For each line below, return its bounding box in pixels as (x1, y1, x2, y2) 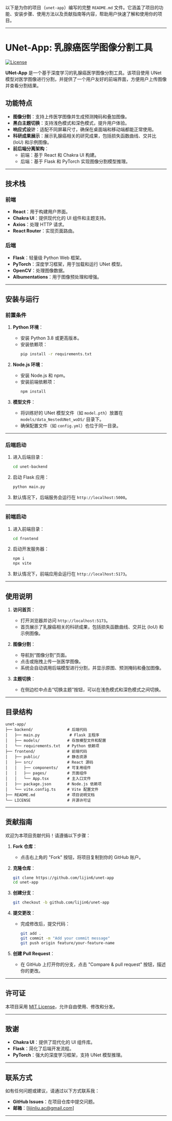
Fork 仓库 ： (12, 843, 37, 849)
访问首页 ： (12, 606, 36, 613)
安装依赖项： (20, 341, 48, 348)
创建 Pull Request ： (12, 950, 55, 956)
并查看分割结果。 (5, 82, 41, 89)
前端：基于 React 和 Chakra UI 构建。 (20, 152, 99, 158)
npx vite (12, 561, 32, 566)
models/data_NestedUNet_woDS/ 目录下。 (20, 416, 104, 422)
